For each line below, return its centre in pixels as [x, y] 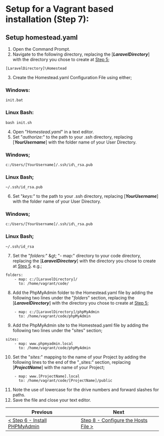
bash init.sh [19, 123]
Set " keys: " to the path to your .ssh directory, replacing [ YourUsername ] [85, 196]
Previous [42, 412]
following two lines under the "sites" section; [57, 330]
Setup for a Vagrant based [60, 9]
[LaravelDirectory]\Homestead [36, 68]
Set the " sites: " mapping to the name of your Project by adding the [79, 357]
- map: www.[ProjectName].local [47, 376]
